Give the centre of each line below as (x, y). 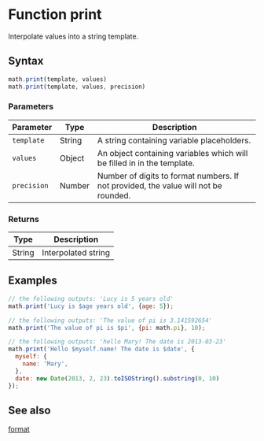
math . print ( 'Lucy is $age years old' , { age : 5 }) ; (91, 306)
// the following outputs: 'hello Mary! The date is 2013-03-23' (117, 342)
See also (29, 410)
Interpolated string (76, 253)
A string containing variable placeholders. (174, 140)
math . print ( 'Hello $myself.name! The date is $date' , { (101, 349)
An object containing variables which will (172, 153)
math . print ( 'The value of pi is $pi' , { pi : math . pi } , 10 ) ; (107, 328)
